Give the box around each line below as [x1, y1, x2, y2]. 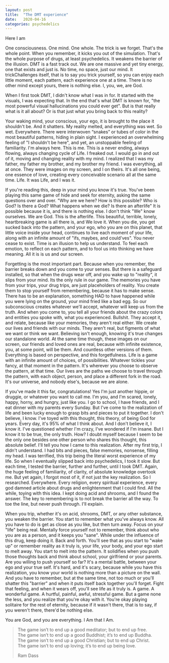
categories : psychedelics [5, 21, 59, 27]
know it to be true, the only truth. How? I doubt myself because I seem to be [5, 432, 162, 438]
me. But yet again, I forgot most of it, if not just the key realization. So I [5, 474, 151, 480]
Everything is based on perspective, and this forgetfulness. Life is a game [5, 352, 157, 358]
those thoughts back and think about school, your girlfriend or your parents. [5, 554, 162, 560]
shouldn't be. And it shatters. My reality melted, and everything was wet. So [5, 124, 162, 130]
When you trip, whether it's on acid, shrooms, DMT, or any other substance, [5, 511, 162, 517]
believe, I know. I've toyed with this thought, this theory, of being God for [5, 415, 156, 421]
